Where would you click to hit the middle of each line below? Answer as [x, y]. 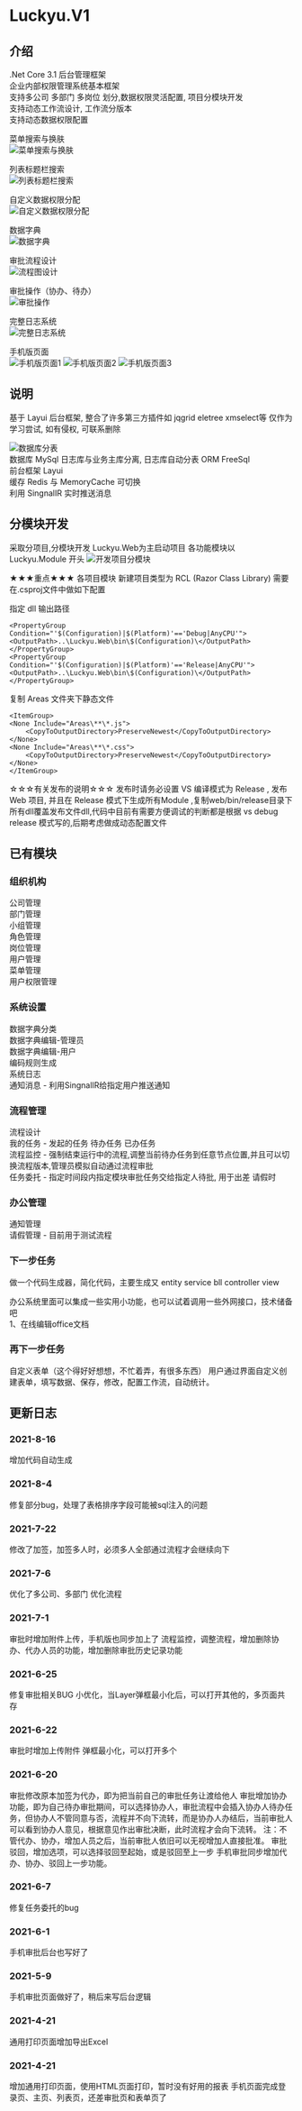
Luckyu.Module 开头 [47, 559]
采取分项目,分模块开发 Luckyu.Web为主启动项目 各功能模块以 [122, 547]
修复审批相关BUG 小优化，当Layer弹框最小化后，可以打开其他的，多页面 [143, 1695]
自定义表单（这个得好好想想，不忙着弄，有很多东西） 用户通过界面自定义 [144, 1370]
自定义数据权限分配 [45, 200]
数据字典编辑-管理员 [47, 1040]
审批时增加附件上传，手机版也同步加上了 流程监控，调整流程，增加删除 [140, 1639]
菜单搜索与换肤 [37, 139]
